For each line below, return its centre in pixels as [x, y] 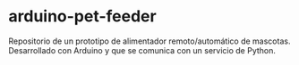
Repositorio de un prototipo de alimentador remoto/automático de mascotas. [149, 41]
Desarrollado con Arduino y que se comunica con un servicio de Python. [142, 50]
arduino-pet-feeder [83, 16]
